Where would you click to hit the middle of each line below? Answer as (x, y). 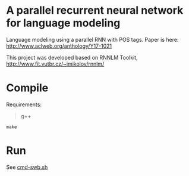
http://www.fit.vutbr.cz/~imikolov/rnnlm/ (55, 64)
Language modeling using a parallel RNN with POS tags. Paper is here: (92, 39)
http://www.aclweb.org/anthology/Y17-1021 (59, 46)
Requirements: (24, 104)
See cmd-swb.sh (27, 167)
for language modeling (63, 23)
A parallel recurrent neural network (95, 10)
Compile (27, 88)
